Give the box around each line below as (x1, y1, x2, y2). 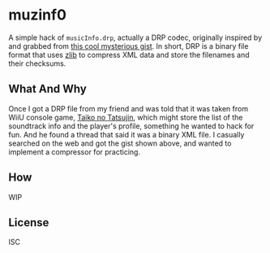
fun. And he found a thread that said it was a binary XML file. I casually (8, 129, 245, 139)
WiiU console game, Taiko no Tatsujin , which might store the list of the (8, 112, 243, 122)
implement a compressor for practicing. (8, 146, 140, 156)
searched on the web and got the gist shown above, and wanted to (8, 138, 232, 148)
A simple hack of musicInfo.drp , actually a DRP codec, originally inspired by (8, 33, 263, 42)
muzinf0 (8, 6, 67, 24)
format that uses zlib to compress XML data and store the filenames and (8, 50, 250, 59)
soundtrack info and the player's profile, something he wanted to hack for (8, 120, 255, 131)
